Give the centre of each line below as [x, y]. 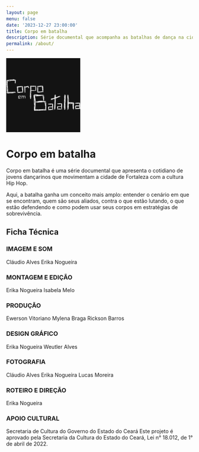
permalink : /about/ [30, 44]
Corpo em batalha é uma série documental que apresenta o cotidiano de [95, 170]
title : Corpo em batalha [37, 31]
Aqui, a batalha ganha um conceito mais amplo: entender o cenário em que [98, 194]
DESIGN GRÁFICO [32, 334]
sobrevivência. [24, 213]
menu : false [21, 19]
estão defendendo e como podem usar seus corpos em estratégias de [92, 207]
